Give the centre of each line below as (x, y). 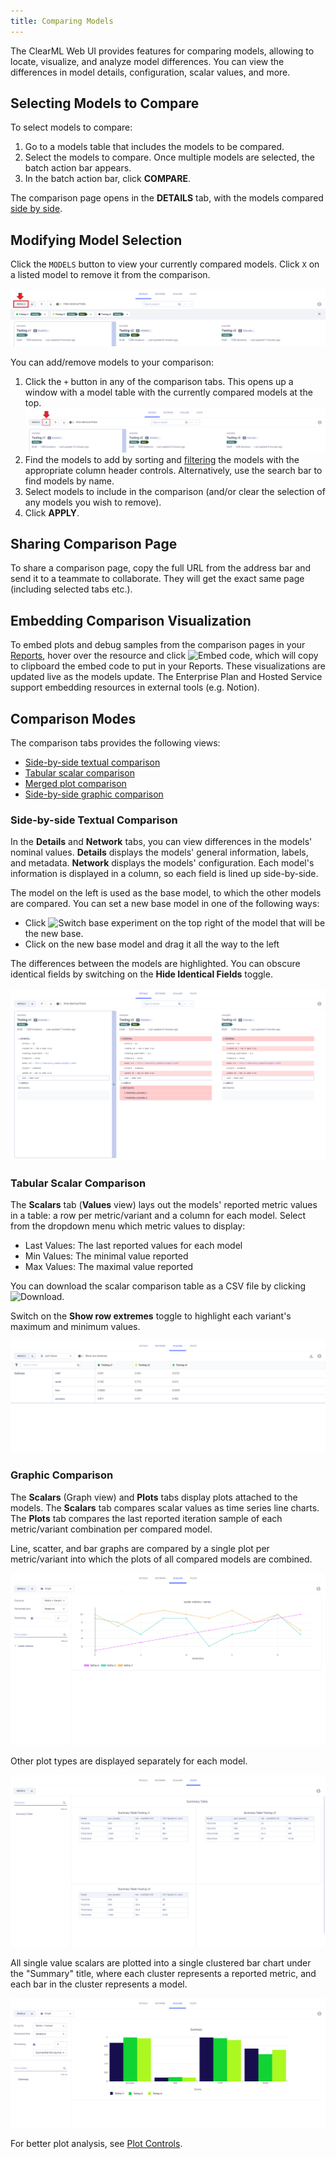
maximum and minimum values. (75, 1327)
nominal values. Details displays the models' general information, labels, (159, 852)
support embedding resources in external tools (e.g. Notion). (135, 687)
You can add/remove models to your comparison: (112, 362)
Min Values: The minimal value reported (106, 1256)
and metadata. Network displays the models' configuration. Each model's (162, 863)
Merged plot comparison (75, 784)
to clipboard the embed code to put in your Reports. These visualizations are (168, 666)
